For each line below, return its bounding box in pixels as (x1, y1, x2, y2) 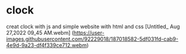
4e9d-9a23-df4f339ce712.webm (6, 42, 87, 49)
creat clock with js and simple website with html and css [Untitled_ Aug (6, 23, 180, 30)
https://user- (73, 29, 105, 36)
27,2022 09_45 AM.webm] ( (6, 29, 74, 36)
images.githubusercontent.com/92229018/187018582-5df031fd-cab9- (6, 35, 179, 42)
